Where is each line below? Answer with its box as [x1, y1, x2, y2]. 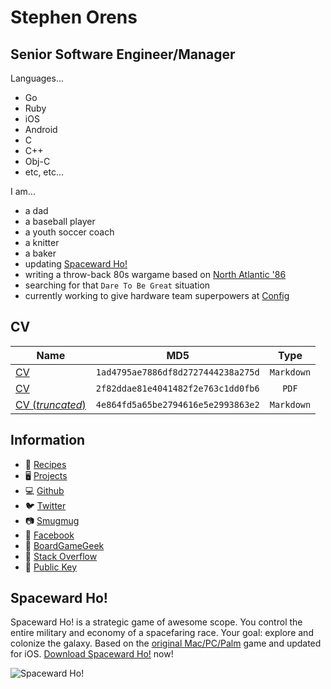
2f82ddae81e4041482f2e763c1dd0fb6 [95, 382, 260, 394]
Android [24, 124, 58, 135]
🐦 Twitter [24, 499, 67, 511]
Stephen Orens [10, 6, 138, 29]
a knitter [24, 237, 60, 248]
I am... [10, 186, 36, 197]
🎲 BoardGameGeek [24, 539, 105, 551]
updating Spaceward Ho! [24, 258, 128, 270]
